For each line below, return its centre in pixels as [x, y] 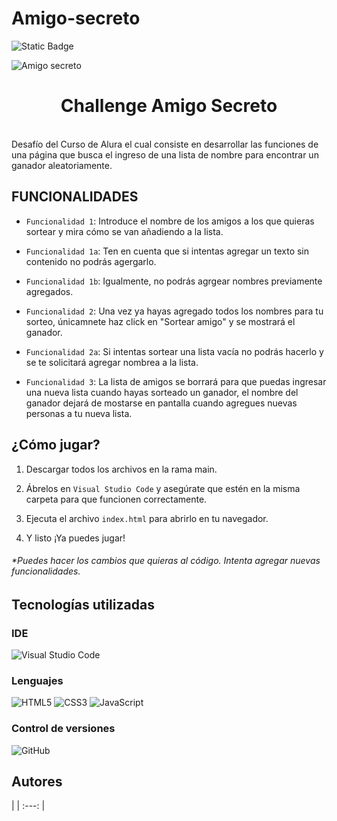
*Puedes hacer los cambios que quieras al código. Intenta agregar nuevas [166, 561]
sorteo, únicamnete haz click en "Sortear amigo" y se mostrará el [160, 321]
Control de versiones [63, 729]
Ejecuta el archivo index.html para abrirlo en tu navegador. [147, 518]
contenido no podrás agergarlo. [91, 261]
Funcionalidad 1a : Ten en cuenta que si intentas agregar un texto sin [167, 251]
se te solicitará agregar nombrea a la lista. [112, 362]
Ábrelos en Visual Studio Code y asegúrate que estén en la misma [163, 488]
